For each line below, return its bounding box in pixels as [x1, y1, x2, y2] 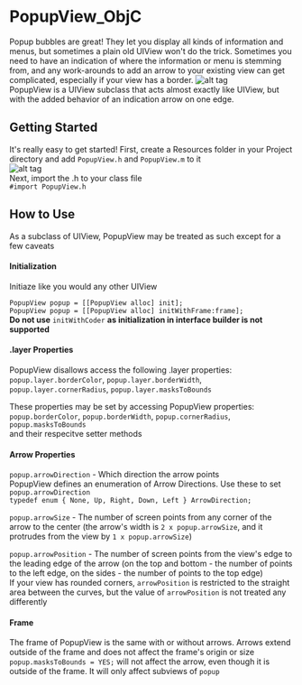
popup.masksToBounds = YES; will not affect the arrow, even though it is [9, 656, 270, 667]
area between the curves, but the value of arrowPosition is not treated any [9, 587, 287, 597]
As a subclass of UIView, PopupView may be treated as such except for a [9, 230, 281, 241]
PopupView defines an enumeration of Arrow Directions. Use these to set [9, 478, 281, 489]
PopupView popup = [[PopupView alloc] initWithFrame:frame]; [9, 306, 244, 315]
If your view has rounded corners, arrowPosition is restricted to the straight [9, 578, 290, 588]
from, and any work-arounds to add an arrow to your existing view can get [9, 65, 286, 76]
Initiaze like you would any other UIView [9, 281, 158, 292]
